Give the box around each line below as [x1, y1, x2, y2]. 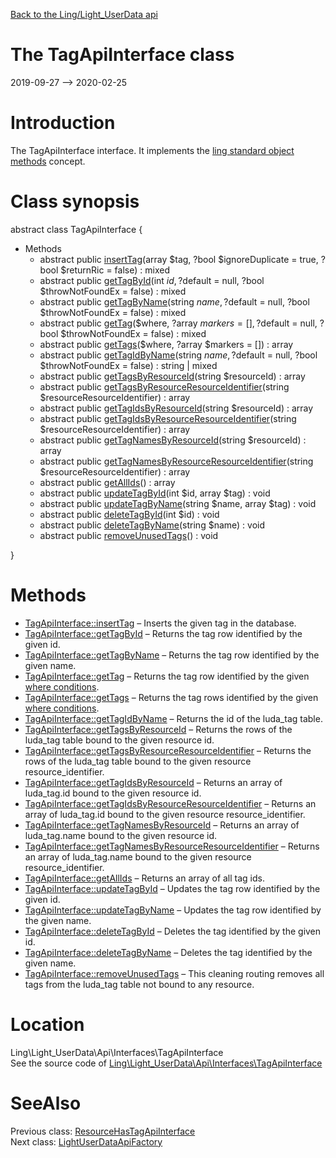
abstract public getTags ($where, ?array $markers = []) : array [39, 338, 294, 350]
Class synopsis [10, 190, 140, 213]
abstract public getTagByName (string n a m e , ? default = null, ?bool [39, 295, 310, 308]
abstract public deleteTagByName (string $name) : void [39, 519, 266, 531]
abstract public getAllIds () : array [39, 476, 176, 488]
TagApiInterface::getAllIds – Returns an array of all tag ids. [24, 872, 266, 884]
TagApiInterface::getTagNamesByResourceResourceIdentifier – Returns [24, 840, 320, 852]
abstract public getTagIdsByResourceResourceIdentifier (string [39, 412, 297, 424]
